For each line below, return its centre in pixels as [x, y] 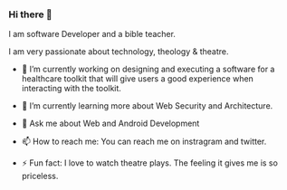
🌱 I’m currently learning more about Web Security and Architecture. [147, 106]
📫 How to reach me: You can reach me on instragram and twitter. [144, 142]
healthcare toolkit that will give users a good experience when [138, 79]
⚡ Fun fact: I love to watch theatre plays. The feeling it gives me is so [149, 163]
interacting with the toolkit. [71, 89]
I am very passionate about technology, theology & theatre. [119, 52]
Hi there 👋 [31, 14]
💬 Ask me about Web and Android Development [110, 123]
